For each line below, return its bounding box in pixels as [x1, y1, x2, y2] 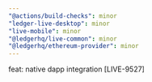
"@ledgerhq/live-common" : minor [8, 34, 117, 43]
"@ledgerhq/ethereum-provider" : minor [8, 42, 139, 50]
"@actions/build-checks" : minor [8, 11, 117, 20]
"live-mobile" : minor [8, 27, 82, 35]
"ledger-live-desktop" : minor [8, 19, 111, 28]
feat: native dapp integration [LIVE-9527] [8, 64, 146, 74]
